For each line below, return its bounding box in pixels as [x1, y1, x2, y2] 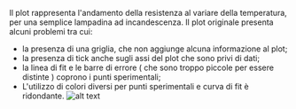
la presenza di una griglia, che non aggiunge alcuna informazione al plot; [21, 43, 288, 54]
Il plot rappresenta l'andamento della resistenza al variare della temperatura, [9, 8, 288, 18]
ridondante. [21, 90, 65, 101]
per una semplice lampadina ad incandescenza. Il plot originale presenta [9, 17, 274, 27]
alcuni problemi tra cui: [9, 27, 93, 36]
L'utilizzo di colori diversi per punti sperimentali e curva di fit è [21, 82, 250, 91]
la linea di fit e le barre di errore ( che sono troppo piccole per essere [21, 62, 275, 73]
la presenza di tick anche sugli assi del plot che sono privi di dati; [21, 53, 260, 63]
